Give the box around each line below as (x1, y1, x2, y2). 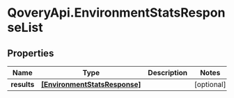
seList (7, 19, 43, 35)
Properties (7, 47, 54, 59)
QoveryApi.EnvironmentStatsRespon (7, 5, 226, 21)
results (10, 80, 35, 89)
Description (148, 68, 188, 77)
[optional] (194, 80, 226, 89)
